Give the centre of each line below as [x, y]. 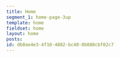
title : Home [21, 12]
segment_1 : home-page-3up [38, 17]
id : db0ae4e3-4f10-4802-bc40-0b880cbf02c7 [60, 45]
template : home [25, 23]
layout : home [22, 34]
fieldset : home [25, 28]
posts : [14, 39]
